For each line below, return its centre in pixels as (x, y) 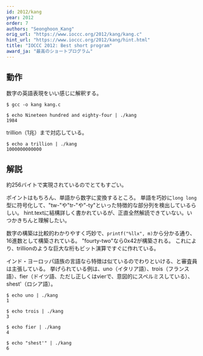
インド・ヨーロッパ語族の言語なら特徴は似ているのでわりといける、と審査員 (102, 262)
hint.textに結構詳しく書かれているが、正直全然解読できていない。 (105, 213)
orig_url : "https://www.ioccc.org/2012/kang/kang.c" (74, 35)
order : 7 (17, 23)
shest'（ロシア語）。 (31, 284)
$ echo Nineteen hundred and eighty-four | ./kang (72, 115)
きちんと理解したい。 (43, 220)
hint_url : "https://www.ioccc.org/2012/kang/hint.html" (78, 40)
